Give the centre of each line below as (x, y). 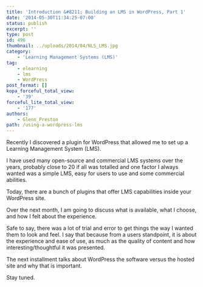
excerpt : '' (21, 29)
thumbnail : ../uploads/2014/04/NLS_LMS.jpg (62, 46)
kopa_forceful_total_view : (40, 91)
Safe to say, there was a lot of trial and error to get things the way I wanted (100, 228)
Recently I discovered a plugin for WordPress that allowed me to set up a (97, 142)
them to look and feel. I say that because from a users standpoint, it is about (101, 235)
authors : (17, 114)
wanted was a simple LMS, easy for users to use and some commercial (95, 173)
